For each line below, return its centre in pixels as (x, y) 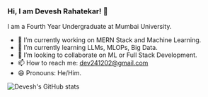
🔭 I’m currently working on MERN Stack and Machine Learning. (109, 40)
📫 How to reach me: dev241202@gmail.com (83, 63)
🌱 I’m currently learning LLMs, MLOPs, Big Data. (87, 48)
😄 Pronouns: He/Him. (49, 73)
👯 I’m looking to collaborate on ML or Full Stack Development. (107, 55)
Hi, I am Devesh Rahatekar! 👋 (58, 11)
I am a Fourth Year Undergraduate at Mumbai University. (89, 27)
